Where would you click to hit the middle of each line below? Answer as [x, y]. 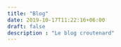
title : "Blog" [28, 13]
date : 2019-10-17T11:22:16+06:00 [56, 20]
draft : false [26, 26]
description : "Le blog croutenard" [61, 33]
